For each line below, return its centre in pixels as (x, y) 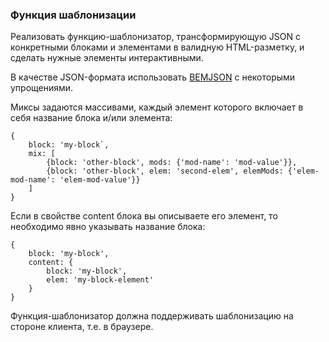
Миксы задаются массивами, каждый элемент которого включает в (157, 107)
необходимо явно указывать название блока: (108, 227)
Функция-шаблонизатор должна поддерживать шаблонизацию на (152, 316)
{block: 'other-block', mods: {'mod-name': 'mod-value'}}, (172, 163)
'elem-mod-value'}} (100, 180)
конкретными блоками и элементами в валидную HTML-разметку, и (157, 47)
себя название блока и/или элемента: (91, 118)
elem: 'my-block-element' (100, 280)
